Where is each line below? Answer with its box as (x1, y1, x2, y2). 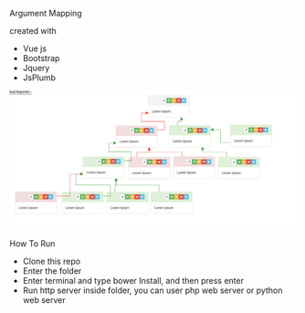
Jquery (22, 63, 50, 73)
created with (9, 26, 58, 36)
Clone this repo (22, 256, 80, 266)
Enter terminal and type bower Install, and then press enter (22, 275, 245, 286)
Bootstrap (22, 53, 60, 63)
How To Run (9, 237, 56, 249)
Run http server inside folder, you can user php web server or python (22, 285, 283, 296)
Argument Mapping (9, 8, 82, 18)
